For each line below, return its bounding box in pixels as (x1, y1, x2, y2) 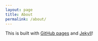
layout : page (5, 7, 33, 12)
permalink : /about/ (5, 16, 47, 21)
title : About (5, 12, 33, 17)
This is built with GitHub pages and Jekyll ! (5, 30, 93, 36)
